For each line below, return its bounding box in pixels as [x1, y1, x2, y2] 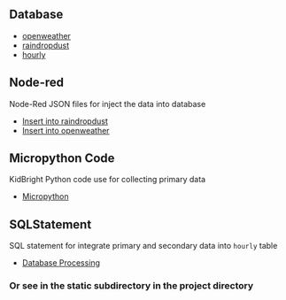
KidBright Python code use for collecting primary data [9, 174, 206, 185]
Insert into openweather [21, 125, 110, 135]
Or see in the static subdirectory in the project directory [9, 280, 254, 292]
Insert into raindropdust [21, 115, 109, 127]
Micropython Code [9, 150, 115, 166]
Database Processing [21, 258, 100, 268]
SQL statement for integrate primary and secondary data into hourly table [9, 241, 278, 251]
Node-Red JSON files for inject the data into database [9, 98, 206, 109]
